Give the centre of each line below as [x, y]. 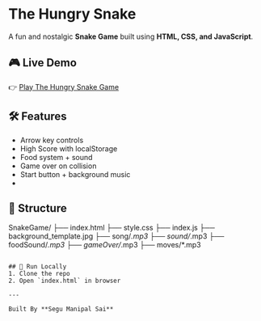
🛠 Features [38, 117]
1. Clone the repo [39, 274]
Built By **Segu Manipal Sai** [61, 309]
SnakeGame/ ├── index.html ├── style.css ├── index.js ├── [112, 228]
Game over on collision [58, 166]
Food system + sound [56, 157]
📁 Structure [38, 208]
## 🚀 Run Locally [38, 267]
